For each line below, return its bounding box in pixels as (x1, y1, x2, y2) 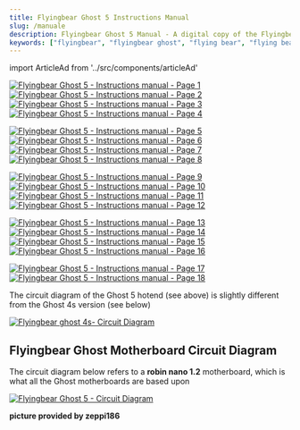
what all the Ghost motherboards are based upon (9, 376, 190, 387)
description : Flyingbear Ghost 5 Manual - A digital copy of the (9, 30, 257, 38)
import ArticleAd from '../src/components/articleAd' (9, 63, 198, 73)
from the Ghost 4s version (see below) (9, 299, 152, 310)
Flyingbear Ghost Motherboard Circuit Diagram (9, 342, 278, 358)
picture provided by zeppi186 (9, 410, 121, 421)
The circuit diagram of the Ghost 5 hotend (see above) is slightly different (9, 290, 279, 300)
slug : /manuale (9, 21, 66, 30)
